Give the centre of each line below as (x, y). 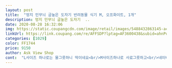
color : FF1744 (20, 43)
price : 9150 (18, 48)
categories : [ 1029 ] (26, 39)
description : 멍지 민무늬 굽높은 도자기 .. (48, 19)
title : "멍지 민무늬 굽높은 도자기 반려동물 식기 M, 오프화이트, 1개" (71, 15)
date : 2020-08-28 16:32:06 (34, 24)
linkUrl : (15, 34)
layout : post (19, 10)
